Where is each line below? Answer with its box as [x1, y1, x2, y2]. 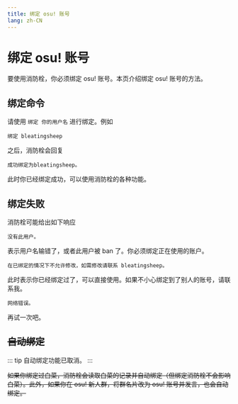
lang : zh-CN [7, 17, 42, 24]
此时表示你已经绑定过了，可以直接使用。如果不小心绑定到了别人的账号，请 [7, 276, 225, 284]
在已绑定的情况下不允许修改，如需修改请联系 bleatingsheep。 [7, 262, 168, 269]
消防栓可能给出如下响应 [7, 218, 76, 227]
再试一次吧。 [7, 313, 45, 322]
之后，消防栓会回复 [7, 146, 64, 155]
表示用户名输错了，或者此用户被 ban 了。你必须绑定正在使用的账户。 [7, 247, 208, 255]
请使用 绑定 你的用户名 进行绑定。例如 [7, 118, 113, 126]
